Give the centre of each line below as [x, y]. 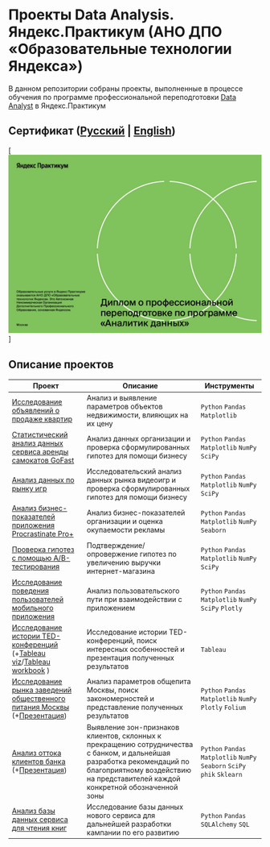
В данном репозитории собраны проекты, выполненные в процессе [126, 88]
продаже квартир [42, 419]
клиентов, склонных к [125, 736]
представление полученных [135, 708]
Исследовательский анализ [135, 471]
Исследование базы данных [135, 807]
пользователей [38, 599]
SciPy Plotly [221, 608]
